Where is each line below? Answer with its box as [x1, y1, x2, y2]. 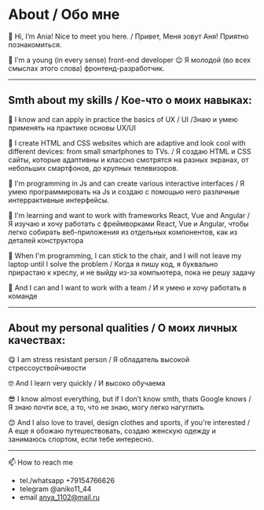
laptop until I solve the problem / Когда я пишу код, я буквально [8, 259, 218, 268]
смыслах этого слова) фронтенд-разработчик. [8, 63, 165, 72]
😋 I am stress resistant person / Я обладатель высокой [8, 354, 190, 364]
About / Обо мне [8, 6, 120, 24]
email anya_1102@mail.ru [19, 492, 101, 501]
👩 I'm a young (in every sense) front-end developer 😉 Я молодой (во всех [8, 55, 251, 65]
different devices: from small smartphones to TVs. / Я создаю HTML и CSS [8, 146, 251, 156]
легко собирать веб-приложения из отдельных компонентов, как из [8, 227, 238, 237]
